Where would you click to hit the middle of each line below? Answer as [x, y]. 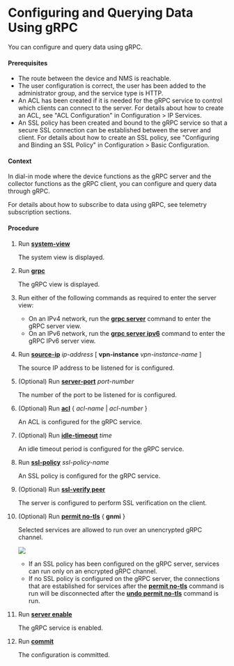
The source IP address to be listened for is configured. [96, 368]
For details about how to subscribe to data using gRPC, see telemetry [108, 205]
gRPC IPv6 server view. [62, 341]
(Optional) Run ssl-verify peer [62, 489]
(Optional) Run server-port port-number [76, 381]
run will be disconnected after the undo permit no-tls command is [123, 593]
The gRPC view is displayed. [59, 284]
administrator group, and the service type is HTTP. [91, 93]
